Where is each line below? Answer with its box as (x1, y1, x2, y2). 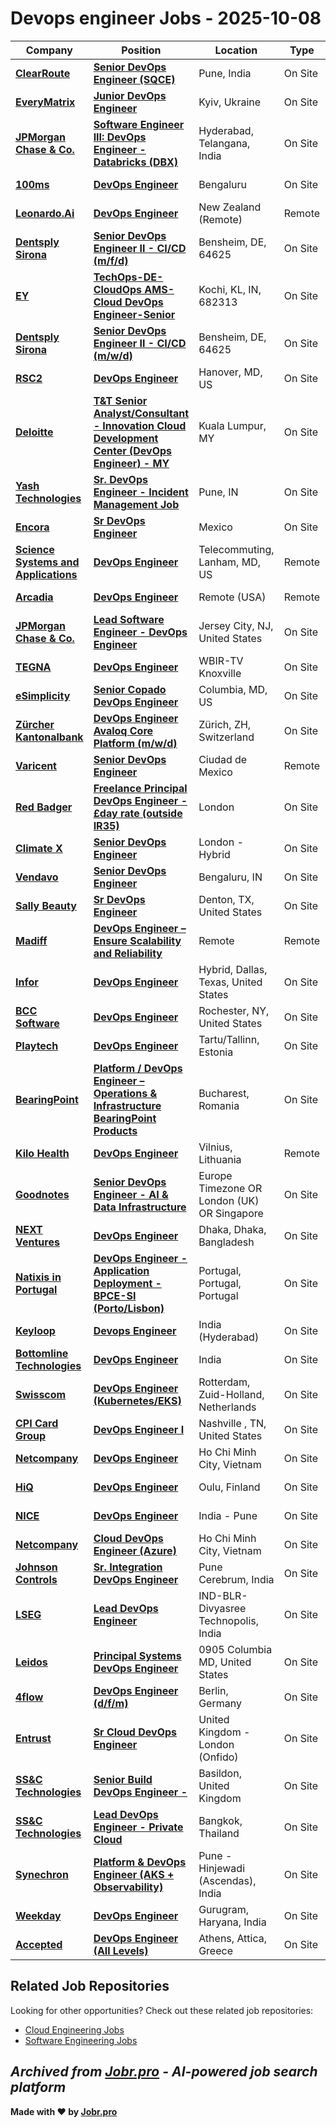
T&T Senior (93, 393, 148, 407)
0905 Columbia (198, 1642, 273, 1656)
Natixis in (15, 1270, 62, 1284)
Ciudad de (198, 752, 248, 766)
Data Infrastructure (93, 1200, 187, 1214)
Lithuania (198, 1152, 242, 1166)
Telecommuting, (198, 542, 275, 556)
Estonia (198, 1045, 234, 1059)
